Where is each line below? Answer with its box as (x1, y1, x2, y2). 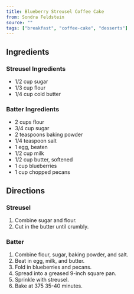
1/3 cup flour (14, 84, 46, 91)
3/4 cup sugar (14, 125, 50, 132)
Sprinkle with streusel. (14, 276, 69, 283)
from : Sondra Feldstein (6, 14, 65, 20)
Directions (6, 186, 45, 196)
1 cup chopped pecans (14, 169, 71, 176)
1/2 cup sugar (14, 78, 48, 85)
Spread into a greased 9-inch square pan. (14, 270, 117, 277)
